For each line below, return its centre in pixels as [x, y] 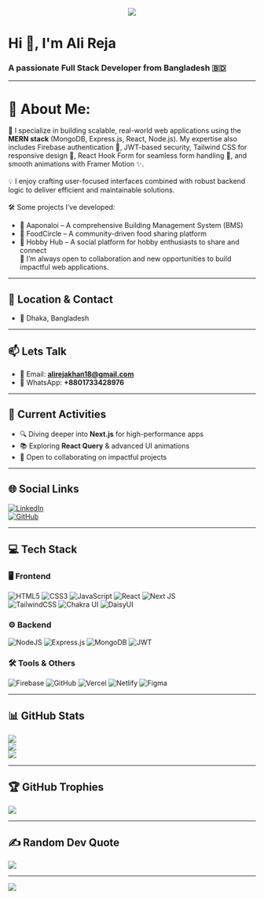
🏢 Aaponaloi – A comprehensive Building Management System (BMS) [131, 226]
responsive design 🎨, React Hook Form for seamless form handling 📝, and [128, 156]
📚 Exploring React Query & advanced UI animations [104, 446]
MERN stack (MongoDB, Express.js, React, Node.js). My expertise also [123, 139]
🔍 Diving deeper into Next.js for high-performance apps [112, 434]
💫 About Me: [49, 109]
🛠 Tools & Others [42, 662]
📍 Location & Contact [61, 299]
